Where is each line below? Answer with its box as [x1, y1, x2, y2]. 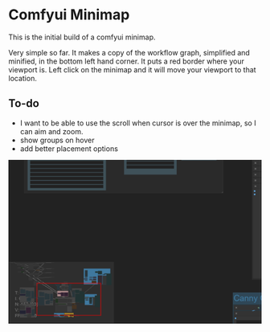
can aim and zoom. [19, 126, 84, 136]
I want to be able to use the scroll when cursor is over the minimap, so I [19, 118, 256, 128]
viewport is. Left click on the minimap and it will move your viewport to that [8, 64, 256, 74]
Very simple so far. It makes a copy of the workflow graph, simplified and [8, 47, 251, 57]
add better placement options [19, 143, 119, 154]
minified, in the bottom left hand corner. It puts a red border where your [8, 56, 245, 66]
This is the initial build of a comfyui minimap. [8, 32, 156, 42]
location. [8, 73, 38, 83]
